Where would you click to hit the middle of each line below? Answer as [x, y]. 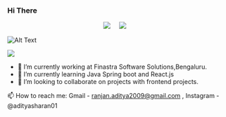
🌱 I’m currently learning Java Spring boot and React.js [96, 74]
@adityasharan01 [32, 106]
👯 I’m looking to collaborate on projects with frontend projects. [108, 82]
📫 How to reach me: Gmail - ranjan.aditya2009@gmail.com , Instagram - [113, 96]
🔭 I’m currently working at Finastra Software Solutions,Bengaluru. [112, 67]
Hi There [22, 11]
